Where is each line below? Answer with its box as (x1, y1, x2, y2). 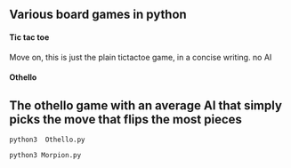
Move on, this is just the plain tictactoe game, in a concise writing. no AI (9, 52, 272, 62)
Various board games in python (9, 7, 187, 22)
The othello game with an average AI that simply (9, 98, 283, 113)
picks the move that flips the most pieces (9, 111, 243, 127)
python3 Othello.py (9, 135, 86, 144)
